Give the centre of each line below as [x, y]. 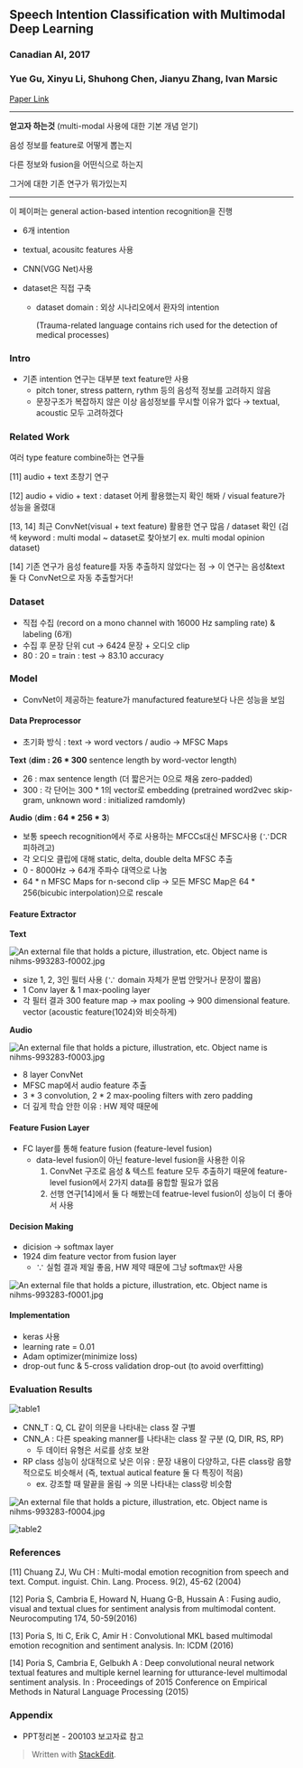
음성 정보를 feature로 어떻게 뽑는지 [71, 145]
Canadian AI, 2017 [50, 55]
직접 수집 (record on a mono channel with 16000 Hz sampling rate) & [149, 622]
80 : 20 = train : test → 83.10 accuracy [93, 655]
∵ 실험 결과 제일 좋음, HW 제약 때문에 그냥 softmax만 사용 [139, 1267]
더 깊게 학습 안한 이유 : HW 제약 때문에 [90, 1107]
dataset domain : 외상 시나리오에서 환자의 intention [127, 307]
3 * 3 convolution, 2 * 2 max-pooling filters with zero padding [138, 1096]
